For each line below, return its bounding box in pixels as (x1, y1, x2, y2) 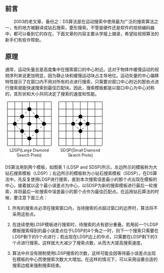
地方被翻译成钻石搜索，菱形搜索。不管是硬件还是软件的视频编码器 (21, 24, 155, 30)
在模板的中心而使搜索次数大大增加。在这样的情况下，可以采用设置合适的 (12, 256, 158, 262)
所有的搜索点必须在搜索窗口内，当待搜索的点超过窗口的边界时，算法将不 (12, 205, 158, 211)
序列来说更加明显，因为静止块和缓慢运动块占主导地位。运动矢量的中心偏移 (9, 72, 159, 78)
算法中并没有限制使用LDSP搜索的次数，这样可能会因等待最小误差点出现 (12, 250, 156, 256)
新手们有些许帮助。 (5, 37, 44, 42)
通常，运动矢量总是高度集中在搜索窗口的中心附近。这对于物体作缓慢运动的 (5, 66, 155, 72)
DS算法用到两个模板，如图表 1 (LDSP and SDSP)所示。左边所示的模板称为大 (5, 164, 158, 170)
